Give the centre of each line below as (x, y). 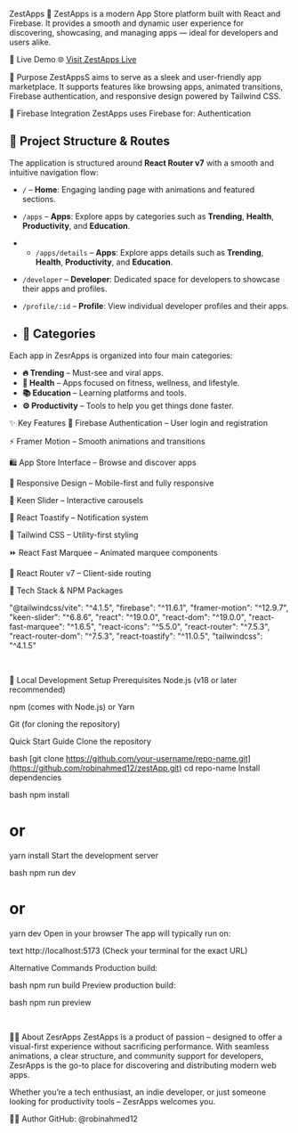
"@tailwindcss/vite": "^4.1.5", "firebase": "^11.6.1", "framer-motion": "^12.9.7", (149, 607)
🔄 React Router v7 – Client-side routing (80, 573)
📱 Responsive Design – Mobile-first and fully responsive (112, 483)
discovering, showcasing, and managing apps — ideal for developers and (144, 33)
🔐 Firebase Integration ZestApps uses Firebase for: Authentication (130, 113)
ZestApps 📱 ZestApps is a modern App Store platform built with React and (145, 14)
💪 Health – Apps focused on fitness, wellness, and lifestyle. (131, 382)
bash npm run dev (43, 872)
